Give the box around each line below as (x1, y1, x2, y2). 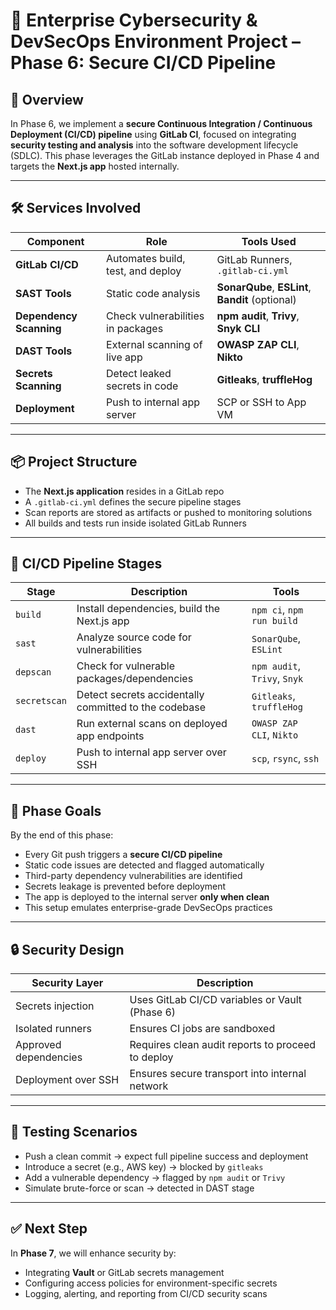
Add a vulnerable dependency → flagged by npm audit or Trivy (24, 1171, 286, 1183)
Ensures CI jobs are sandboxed (129, 1022, 276, 1036)
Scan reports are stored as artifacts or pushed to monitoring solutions (24, 506, 313, 518)
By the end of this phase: (10, 829, 114, 841)
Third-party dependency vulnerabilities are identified (24, 870, 243, 882)
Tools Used (241, 234, 297, 248)
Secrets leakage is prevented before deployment (24, 880, 227, 893)
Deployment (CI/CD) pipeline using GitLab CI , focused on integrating (10, 129, 297, 140)
